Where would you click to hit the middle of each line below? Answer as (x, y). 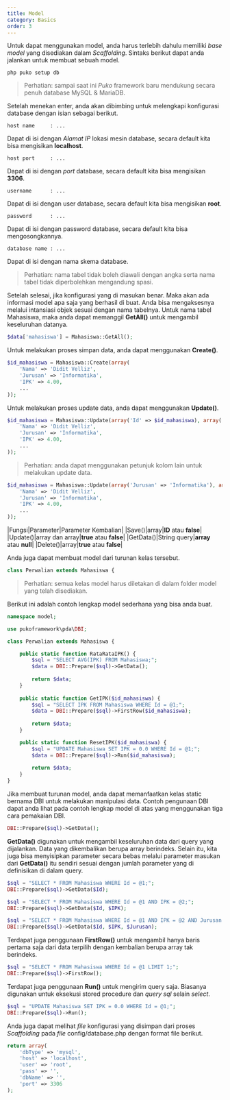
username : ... (37, 191)
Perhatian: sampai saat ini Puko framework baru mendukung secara (119, 86)
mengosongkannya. (35, 236)
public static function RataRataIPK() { (78, 654)
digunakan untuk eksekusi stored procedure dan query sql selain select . (109, 994)
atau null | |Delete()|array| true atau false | (65, 545)
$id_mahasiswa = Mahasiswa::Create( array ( (68, 363)
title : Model (26, 13)
